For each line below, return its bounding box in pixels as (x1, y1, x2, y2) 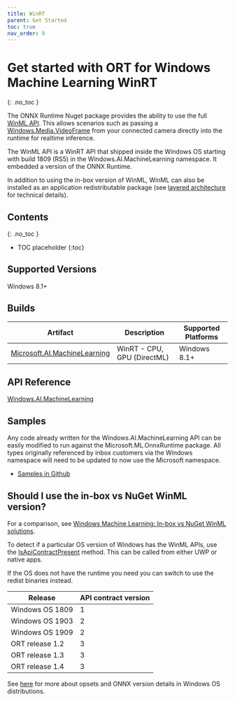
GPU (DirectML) (116, 352, 169, 362)
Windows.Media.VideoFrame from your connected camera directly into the (7, 127, 222, 135)
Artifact (47, 327, 74, 337)
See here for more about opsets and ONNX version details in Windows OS (7, 680, 220, 688)
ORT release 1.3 (10, 651, 64, 660)
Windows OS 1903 (10, 616, 73, 626)
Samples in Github (17, 470, 71, 478)
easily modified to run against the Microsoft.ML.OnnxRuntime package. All (7, 441, 222, 450)
